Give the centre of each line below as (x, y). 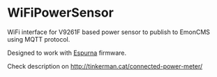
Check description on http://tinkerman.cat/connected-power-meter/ (105, 66)
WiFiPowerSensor (60, 13)
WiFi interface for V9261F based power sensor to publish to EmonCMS (109, 32)
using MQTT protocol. (39, 39)
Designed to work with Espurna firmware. (67, 53)
